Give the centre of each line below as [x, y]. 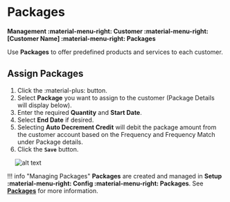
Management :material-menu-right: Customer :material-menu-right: [108, 31]
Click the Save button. [48, 149]
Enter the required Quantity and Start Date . [79, 112]
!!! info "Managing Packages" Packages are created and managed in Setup [115, 176]
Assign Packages [45, 74]
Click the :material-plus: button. [62, 90]
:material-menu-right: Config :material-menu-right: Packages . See [105, 183]
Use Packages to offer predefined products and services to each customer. [115, 52]
